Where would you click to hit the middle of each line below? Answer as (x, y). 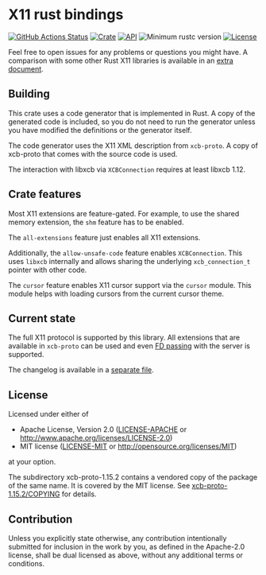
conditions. (27, 563)
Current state (42, 319)
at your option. (32, 462)
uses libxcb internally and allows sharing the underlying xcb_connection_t (129, 261)
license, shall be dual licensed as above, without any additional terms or (126, 555)
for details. (79, 494)
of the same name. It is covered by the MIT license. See (99, 486)
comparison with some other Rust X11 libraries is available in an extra (121, 60)
